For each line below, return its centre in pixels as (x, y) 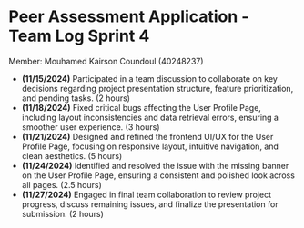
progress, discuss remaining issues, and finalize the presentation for (150, 204)
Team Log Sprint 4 (79, 36)
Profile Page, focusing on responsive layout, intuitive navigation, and (150, 146)
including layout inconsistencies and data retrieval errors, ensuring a (150, 117)
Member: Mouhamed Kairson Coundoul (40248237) (106, 61)
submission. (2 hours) (62, 213)
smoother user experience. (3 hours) (91, 127)
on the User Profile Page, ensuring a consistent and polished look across (158, 175)
